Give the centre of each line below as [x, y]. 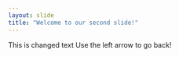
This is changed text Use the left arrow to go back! [90, 45]
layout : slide [31, 15]
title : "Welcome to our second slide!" [73, 23]
